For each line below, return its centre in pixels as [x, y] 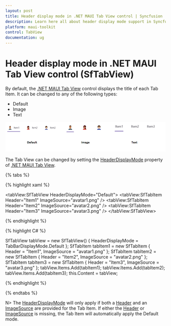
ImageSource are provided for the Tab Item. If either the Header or [75, 308]
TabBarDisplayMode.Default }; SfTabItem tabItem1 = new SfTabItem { [78, 246]
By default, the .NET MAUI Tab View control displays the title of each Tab [82, 88]
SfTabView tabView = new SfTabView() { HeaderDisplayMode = [72, 241]
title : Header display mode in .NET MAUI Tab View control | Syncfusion [84, 16]
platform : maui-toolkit [31, 27]
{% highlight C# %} [26, 231]
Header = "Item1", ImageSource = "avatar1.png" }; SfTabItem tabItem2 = [81, 252]
